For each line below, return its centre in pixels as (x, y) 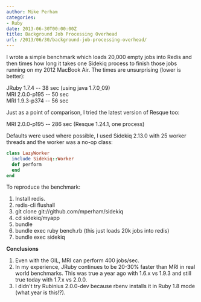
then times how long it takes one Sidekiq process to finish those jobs (92, 63)
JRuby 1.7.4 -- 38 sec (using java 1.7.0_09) (58, 88)
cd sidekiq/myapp (37, 218)
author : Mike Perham (32, 12)
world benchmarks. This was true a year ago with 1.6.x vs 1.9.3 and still (103, 273)
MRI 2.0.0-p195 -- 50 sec (38, 94)
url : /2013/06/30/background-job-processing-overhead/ (77, 40)
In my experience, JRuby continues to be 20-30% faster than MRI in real (105, 267)
